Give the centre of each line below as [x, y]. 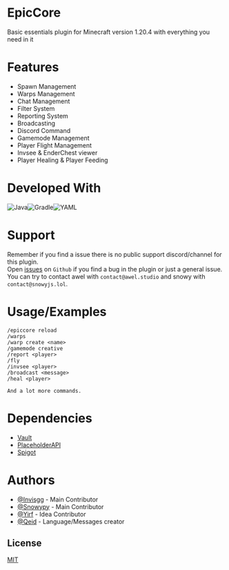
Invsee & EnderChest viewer [57, 152]
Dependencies [50, 418]
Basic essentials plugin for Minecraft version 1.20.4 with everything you [109, 32]
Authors [31, 480]
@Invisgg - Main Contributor [58, 499]
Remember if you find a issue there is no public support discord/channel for [114, 254]
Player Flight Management [54, 145]
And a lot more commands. [44, 391]
